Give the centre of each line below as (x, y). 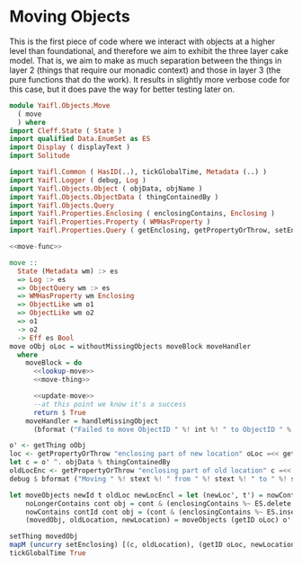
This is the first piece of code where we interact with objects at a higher (142, 41)
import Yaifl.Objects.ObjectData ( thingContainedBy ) (114, 197)
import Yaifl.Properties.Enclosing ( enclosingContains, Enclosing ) (142, 214)
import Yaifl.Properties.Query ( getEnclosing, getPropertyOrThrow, (140, 231)
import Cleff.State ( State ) (66, 131)
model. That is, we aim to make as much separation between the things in (146, 60)
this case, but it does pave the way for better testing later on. (122, 89)
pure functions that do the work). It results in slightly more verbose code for (150, 79)
